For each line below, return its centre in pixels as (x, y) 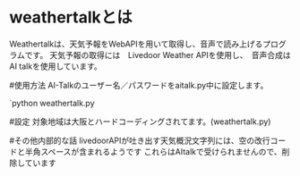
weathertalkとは (71, 17)
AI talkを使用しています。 (56, 66)
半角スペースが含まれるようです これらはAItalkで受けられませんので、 (153, 151)
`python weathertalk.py (52, 103)
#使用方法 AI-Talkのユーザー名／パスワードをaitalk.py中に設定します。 (139, 85)
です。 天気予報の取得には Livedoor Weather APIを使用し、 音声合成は (158, 54)
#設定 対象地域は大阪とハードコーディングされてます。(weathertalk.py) (140, 122)
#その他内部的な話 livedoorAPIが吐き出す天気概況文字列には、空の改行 (140, 140)
